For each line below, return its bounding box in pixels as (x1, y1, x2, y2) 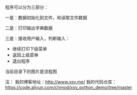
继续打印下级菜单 (12, 46, 47, 51)
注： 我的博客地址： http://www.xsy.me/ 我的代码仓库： (5, 79, 117, 85)
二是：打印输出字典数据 (5, 25, 53, 31)
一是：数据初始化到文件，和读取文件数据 (5, 15, 87, 21)
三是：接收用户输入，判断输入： (5, 36, 70, 41)
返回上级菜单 (12, 52, 38, 58)
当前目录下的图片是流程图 (5, 69, 57, 74)
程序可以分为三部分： (5, 4, 48, 10)
